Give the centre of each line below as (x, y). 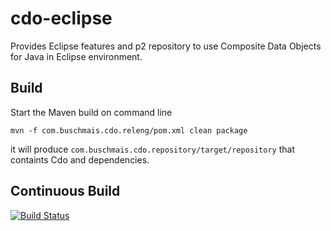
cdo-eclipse (61, 18)
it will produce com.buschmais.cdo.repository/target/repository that (152, 149)
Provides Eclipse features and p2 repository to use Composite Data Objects (166, 46)
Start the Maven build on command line (91, 112)
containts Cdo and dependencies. (80, 159)
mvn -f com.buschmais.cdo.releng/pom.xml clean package (129, 130)
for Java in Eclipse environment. (76, 56)
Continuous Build (65, 191)
